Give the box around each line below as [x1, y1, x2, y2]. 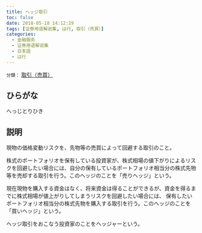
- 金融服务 [11, 37, 36, 43]
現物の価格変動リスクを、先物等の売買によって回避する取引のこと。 [6, 144, 175, 152]
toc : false [6, 14, 34, 21]
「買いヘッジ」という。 [6, 208, 65, 215]
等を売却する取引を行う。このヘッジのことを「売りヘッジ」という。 [6, 172, 175, 179]
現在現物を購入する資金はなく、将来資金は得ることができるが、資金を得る [6, 185, 191, 192]
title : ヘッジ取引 [6, 8, 48, 15]
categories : [6, 31, 36, 37]
